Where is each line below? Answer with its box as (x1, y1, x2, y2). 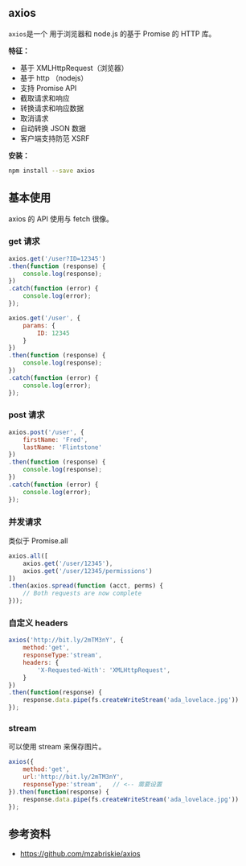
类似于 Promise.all (8, 535, 68, 546)
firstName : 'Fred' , (23, 435, 88, 443)
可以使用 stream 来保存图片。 (8, 742, 106, 752)
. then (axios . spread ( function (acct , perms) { (8, 582, 163, 590)
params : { (23, 321, 56, 329)
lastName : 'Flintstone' (23, 443, 103, 452)
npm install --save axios (8, 167, 95, 175)
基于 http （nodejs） (19, 72, 88, 83)
